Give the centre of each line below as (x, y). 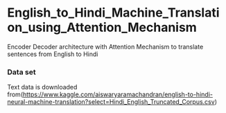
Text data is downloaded (42, 87)
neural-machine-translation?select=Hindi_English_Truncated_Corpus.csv (111, 102)
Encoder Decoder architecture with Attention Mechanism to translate (105, 46)
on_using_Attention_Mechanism (102, 27)
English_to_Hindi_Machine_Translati (113, 13)
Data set (21, 72)
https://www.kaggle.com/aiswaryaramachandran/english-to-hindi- (118, 94)
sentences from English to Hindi (53, 54)
